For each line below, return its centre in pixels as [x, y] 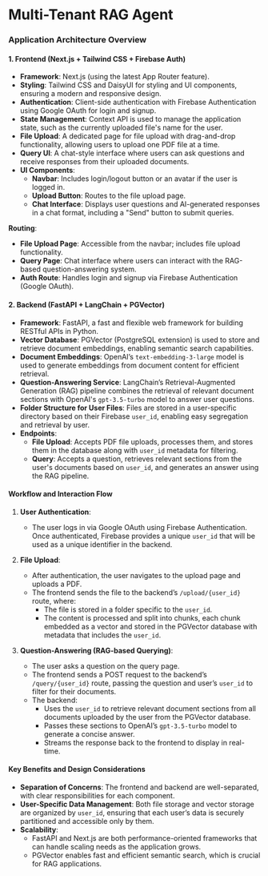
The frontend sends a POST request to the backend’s [120, 674]
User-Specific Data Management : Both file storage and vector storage [137, 804]
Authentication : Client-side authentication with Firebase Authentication [138, 102]
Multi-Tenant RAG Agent [91, 15]
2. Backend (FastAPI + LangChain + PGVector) [87, 304]
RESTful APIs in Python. [59, 331]
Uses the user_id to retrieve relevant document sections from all [150, 708]
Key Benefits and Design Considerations [77, 770]
